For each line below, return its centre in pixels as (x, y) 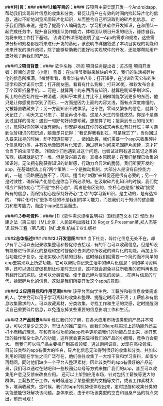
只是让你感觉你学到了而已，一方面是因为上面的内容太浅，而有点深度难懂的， (81, 102)
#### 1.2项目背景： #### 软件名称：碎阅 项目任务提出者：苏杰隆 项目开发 (78, 66)
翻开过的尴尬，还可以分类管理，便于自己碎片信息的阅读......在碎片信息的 (81, 275)
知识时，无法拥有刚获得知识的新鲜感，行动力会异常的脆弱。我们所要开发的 (79, 163)
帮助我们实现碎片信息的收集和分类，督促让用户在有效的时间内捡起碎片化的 (79, 13)
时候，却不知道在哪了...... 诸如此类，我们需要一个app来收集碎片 (94, 139)
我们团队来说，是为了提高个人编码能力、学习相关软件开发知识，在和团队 (81, 25)
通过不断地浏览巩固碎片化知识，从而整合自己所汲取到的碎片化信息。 (81, 19)
